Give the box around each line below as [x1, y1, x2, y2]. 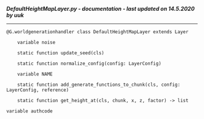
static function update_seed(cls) [17, 50, 104, 56]
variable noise [17, 39, 56, 45]
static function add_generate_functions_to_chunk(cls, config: [17, 82, 181, 88]
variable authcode [6, 108, 53, 114]
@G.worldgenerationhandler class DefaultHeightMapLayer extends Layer [6, 29, 189, 35]
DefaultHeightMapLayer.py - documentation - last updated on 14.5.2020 [6, 5, 195, 12]
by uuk [6, 11, 24, 19]
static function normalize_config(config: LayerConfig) [17, 60, 162, 66]
